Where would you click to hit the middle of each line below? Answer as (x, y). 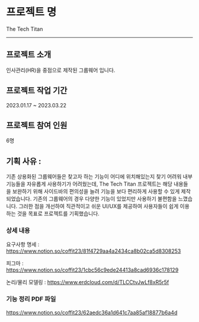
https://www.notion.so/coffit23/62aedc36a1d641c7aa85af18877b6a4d (92, 313)
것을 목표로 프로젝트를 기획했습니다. (58, 213)
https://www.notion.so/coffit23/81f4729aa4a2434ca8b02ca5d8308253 (94, 251)
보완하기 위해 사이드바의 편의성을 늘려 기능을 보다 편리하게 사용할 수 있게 (96, 192)
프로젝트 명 (31, 12)
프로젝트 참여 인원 (37, 125)
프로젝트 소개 (29, 55)
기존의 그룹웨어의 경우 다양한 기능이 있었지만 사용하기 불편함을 (105, 199)
